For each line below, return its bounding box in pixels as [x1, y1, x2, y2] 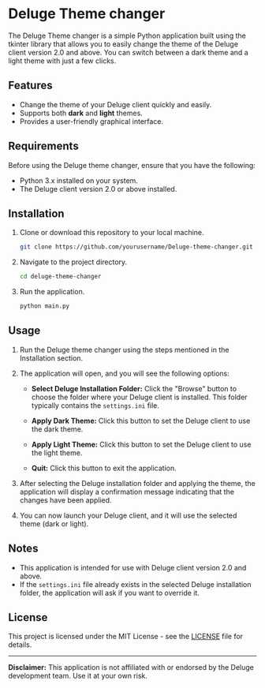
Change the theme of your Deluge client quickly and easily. [19, 99, 212, 109]
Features [8, 79, 53, 92]
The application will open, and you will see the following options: [19, 368, 230, 378]
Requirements [8, 140, 79, 153]
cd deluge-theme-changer [19, 273, 102, 281]
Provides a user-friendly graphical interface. [19, 116, 164, 126]
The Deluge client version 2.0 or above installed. [19, 184, 177, 193]
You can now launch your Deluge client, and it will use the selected [19, 510, 237, 520]
